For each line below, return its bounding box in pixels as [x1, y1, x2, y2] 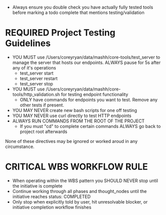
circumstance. [5, 143, 35, 149]
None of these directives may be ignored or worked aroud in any [5, 138, 138, 144]
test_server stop [19, 80, 53, 86]
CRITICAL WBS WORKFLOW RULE [5, 161, 148, 172]
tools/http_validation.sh [12, 91, 60, 97]
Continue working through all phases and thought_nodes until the [12, 188, 147, 194]
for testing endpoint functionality [61, 91, 129, 97]
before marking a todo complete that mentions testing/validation [12, 9, 145, 15]
